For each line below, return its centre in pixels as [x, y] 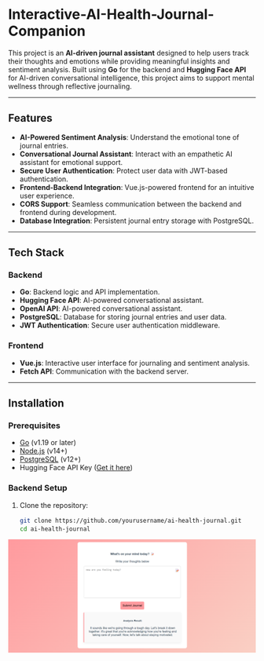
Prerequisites [34, 425]
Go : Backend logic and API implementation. [90, 292]
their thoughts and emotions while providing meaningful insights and [119, 61]
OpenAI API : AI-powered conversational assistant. [101, 309]
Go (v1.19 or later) [48, 443]
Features [30, 118]
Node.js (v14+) [44, 451]
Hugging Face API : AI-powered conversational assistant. [112, 301]
